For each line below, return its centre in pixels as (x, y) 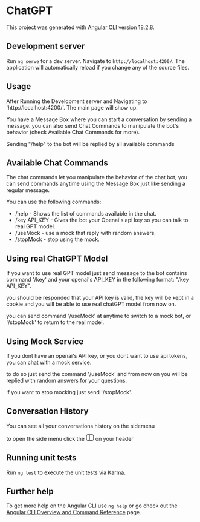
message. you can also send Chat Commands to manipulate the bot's (93, 125)
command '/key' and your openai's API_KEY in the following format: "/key (98, 280)
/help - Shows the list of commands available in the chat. (86, 214)
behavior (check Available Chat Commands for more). (73, 132)
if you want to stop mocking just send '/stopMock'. (69, 392)
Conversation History (47, 411)
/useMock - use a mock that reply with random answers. (85, 233)
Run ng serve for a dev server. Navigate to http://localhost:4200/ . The (96, 61)
